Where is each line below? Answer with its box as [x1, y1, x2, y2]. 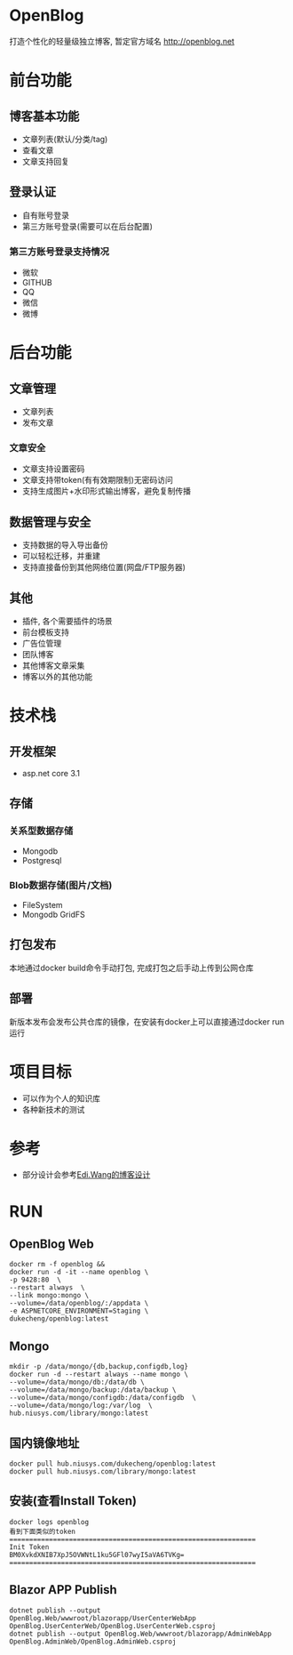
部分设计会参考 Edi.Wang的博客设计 [21, 1169, 151, 1180]
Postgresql [21, 855, 62, 865]
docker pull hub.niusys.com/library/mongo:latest [9, 1467, 197, 1476]
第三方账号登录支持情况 [9, 245, 109, 258]
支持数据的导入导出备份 [21, 540, 108, 550]
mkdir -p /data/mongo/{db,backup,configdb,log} [9, 1362, 189, 1371]
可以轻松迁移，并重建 [21, 550, 100, 561]
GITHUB [21, 277, 53, 288]
